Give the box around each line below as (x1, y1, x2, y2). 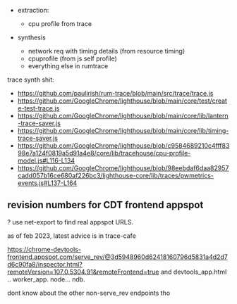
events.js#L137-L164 (17, 179, 78, 187)
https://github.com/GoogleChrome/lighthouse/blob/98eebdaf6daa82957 (17, 164, 229, 172)
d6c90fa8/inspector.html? (7, 260, 83, 268)
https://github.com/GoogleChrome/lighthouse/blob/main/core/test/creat (17, 96, 228, 105)
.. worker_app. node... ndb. (7, 274, 86, 284)
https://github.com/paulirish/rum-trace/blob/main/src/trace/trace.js (17, 89, 214, 97)
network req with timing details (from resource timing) (28, 47, 186, 55)
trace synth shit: (7, 75, 54, 84)
